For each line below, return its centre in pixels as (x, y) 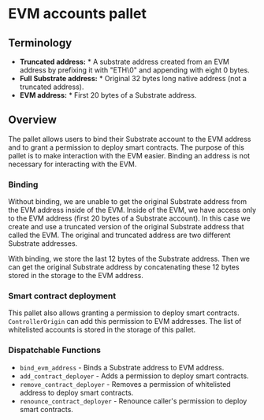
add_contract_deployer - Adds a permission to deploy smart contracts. (134, 376)
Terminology (40, 43)
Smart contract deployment (62, 296)
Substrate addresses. (43, 243)
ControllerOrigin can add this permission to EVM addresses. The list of (125, 322)
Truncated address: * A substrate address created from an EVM (125, 61)
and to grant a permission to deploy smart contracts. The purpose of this (126, 147)
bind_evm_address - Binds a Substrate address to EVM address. (122, 367)
